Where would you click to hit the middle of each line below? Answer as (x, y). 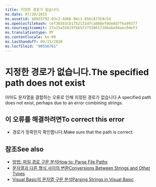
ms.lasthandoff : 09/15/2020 (34, 42)
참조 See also (24, 149)
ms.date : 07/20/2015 (26, 14)
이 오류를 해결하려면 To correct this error (65, 119)
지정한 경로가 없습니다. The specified (77, 72)
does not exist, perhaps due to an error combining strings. (64, 103)
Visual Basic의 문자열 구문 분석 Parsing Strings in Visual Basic (73, 180)
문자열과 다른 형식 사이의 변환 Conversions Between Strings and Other (81, 168)
